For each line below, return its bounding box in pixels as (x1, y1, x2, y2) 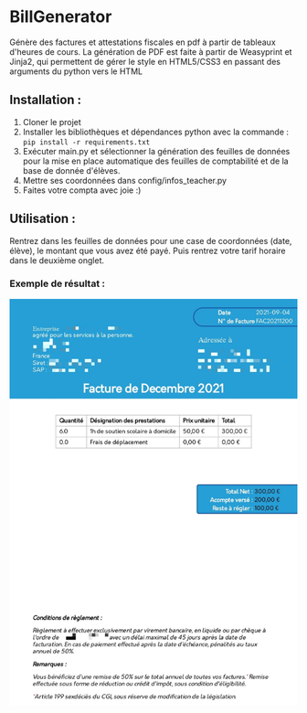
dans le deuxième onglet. (9, 254, 105, 266)
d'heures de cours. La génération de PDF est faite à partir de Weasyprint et (9, 46, 292, 57)
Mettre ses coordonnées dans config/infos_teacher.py (22, 175, 227, 186)
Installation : (9, 92, 82, 108)
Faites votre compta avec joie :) (22, 185, 142, 196)
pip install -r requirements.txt (22, 137, 151, 147)
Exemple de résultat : (9, 277, 105, 290)
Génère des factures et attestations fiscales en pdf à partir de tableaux (9, 37, 276, 48)
